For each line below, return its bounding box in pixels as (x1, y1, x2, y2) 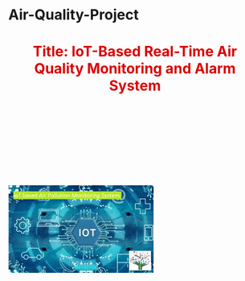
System (108, 76, 161, 95)
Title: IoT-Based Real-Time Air (32, 43, 238, 61)
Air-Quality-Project (8, 6, 139, 24)
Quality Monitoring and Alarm (34, 60, 236, 78)
